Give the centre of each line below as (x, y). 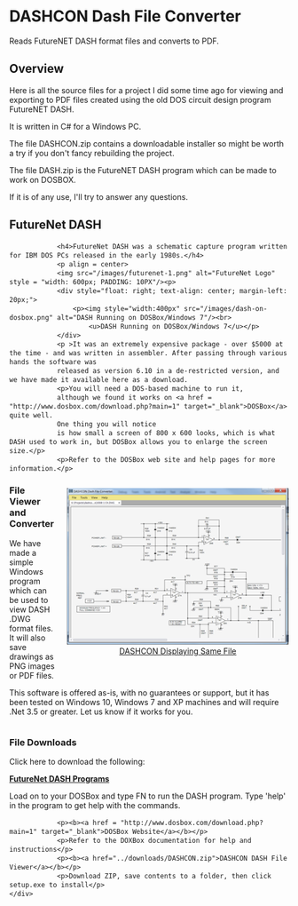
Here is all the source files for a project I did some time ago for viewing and (146, 90)
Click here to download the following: (77, 762)
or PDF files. (32, 675)
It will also (27, 638)
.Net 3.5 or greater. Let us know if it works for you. (101, 711)
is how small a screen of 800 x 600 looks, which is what (166, 433)
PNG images (32, 666)
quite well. (31, 415)
